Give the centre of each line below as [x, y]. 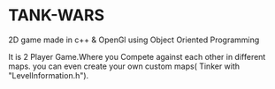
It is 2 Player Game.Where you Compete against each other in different [137, 56]
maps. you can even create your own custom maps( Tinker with [124, 66]
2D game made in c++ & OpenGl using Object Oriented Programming [134, 40]
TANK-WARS [57, 15]
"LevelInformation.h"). [49, 75]
